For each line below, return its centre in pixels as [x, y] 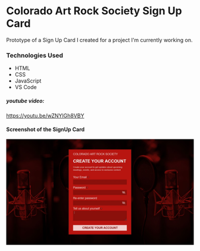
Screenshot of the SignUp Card [46, 129]
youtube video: [25, 101]
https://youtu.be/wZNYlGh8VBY [45, 116]
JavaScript [28, 81]
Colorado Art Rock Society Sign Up [94, 11]
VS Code [26, 87]
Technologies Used [35, 55]
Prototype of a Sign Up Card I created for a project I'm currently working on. [99, 40]
